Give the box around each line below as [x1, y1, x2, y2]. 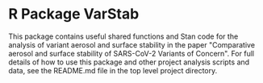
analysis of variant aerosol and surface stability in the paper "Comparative [8, 39, 256, 49]
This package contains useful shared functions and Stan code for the [8, 31, 239, 41]
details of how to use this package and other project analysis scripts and [8, 57, 250, 67]
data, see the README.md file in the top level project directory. [8, 65, 218, 75]
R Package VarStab [8, 5, 140, 23]
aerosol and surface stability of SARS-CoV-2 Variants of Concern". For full [8, 48, 255, 58]
